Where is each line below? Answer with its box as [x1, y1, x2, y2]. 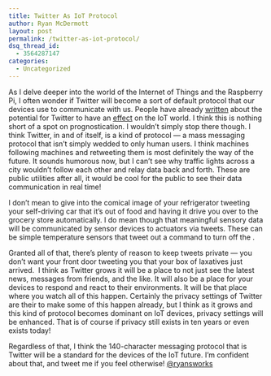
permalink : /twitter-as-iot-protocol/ [8, 34, 140, 43]
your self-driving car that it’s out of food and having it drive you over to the [8, 206, 259, 216]
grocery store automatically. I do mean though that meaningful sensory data [8, 214, 264, 224]
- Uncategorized [15, 65, 71, 73]
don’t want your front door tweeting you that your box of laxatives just [8, 257, 243, 266]
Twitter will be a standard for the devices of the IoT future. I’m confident [8, 350, 250, 360]
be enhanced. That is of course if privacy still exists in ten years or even [8, 317, 250, 326]
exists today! [8, 326, 51, 335]
